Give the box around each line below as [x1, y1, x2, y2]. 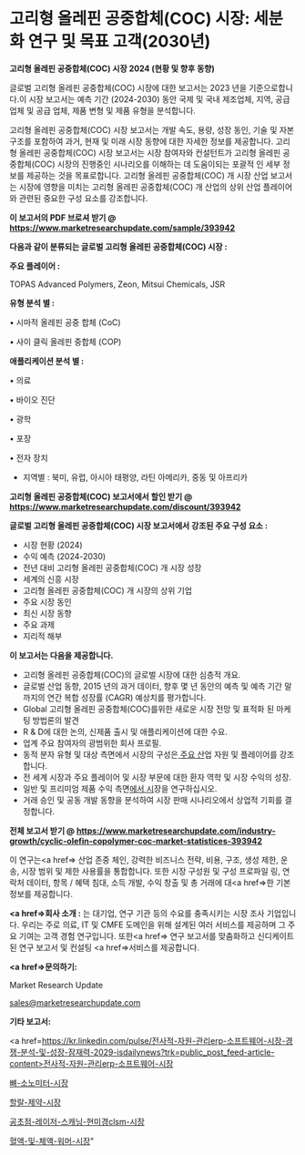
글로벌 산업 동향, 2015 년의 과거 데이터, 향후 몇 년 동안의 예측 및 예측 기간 [22, 680, 282, 691]
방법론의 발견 [32, 714, 79, 725]
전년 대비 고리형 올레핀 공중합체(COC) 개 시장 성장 [22, 562, 202, 573]
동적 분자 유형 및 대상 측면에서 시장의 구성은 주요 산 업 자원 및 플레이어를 [22, 749, 278, 760]
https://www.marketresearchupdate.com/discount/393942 [9, 501, 241, 512]
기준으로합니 [249, 82, 293, 93]
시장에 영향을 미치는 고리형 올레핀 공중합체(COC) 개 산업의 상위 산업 [18, 181, 261, 192]
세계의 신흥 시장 [22, 573, 79, 584]
